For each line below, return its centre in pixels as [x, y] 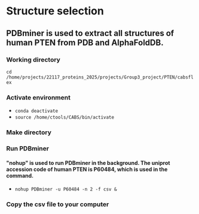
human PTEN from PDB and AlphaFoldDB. [85, 42]
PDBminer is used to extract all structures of [90, 33]
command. [20, 176]
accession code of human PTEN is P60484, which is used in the [87, 169]
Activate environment [38, 97]
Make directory [29, 132]
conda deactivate [36, 111]
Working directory [33, 59]
